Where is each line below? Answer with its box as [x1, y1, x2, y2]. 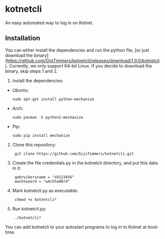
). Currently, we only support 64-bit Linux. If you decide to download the [5, 63, 152, 68]
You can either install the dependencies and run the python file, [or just [5, 47, 149, 53]
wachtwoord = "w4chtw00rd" [14, 179, 70, 184]
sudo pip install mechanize [12, 133, 70, 138]
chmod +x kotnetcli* [14, 197, 57, 202]
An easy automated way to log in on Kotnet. [5, 20, 94, 26]
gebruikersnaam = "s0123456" [14, 174, 75, 179]
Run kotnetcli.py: [12, 205, 47, 211]
